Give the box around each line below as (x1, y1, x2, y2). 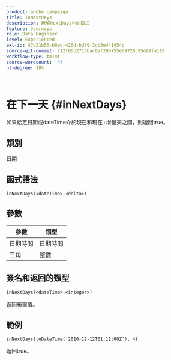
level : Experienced (6, 37, 55, 43)
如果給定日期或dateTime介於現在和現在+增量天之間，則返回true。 (6, 118, 169, 126)
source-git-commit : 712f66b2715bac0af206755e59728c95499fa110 (6, 48, 165, 54)
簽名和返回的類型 (6, 273, 70, 283)
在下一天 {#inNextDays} (6, 97, 127, 111)
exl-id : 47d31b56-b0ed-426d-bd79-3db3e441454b (6, 43, 125, 49)
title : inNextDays (6, 14, 52, 20)
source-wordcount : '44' (6, 59, 66, 65)
